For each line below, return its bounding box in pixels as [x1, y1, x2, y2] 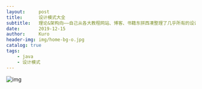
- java [17, 54, 34, 60]
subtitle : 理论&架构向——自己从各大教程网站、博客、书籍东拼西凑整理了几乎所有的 [6, 20, 190, 26]
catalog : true [6, 43, 42, 49]
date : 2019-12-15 [6, 25, 66, 32]
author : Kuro [6, 31, 50, 37]
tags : [6, 48, 20, 54]
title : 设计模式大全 [6, 14, 66, 20]
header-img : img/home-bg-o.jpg [6, 37, 85, 43]
